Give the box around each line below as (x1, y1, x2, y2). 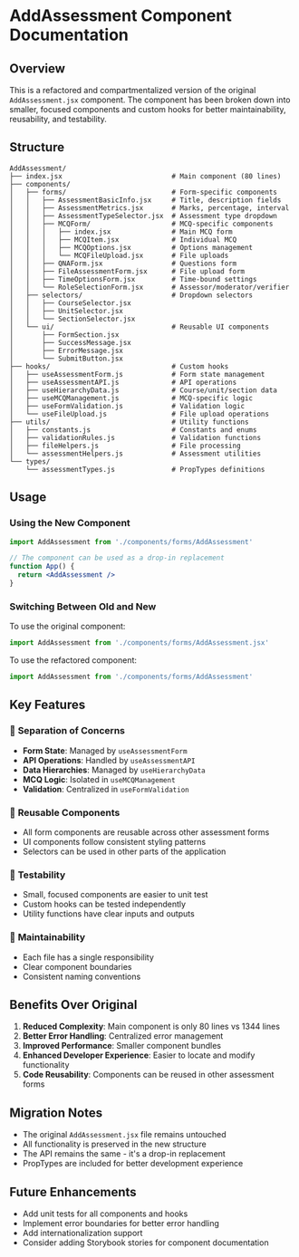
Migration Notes (9, 1105, 102, 1120)
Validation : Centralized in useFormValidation (22, 783, 189, 794)
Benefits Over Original (9, 997, 138, 1012)
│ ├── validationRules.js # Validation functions (9, 433, 261, 442)
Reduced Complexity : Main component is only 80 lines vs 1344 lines (22, 1021, 281, 1032)
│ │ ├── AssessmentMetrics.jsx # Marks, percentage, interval (9, 203, 290, 213)
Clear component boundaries (22, 961, 132, 972)
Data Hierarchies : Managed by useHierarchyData (22, 764, 206, 775)
